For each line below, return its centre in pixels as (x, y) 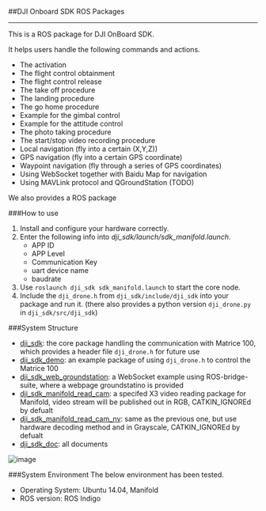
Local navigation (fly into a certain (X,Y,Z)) (89, 149)
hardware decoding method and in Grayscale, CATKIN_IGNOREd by (130, 427)
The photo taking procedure (65, 132)
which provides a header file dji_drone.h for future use (110, 352)
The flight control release (61, 81)
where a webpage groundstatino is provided (112, 385)
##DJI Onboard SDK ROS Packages (66, 11)
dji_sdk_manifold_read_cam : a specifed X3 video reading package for (133, 394)
